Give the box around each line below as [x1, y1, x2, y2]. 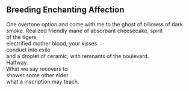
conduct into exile [6, 46, 51, 53]
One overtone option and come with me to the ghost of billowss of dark [6, 20, 184, 28]
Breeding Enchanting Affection [6, 5, 125, 15]
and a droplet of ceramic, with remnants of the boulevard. [6, 52, 149, 59]
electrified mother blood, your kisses [6, 40, 98, 47]
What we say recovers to [6, 65, 68, 72]
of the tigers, [6, 33, 38, 41]
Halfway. [6, 59, 28, 66]
